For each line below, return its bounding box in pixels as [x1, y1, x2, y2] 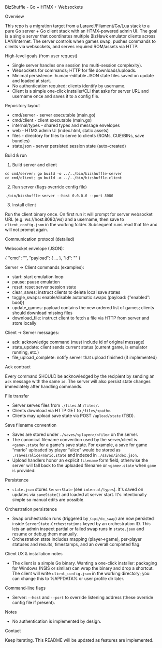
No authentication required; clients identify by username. [12, 83, 126, 89]
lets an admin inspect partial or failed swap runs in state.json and [12, 526, 144, 532]
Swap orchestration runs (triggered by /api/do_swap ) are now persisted [12, 515, 154, 521]
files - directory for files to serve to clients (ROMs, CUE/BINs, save [12, 133, 145, 138]
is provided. [12, 468, 36, 473]
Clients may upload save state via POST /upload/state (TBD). [12, 413, 135, 418]
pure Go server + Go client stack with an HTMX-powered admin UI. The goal [5, 28, 158, 33]
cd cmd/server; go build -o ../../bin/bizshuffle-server [5, 171, 122, 176]
